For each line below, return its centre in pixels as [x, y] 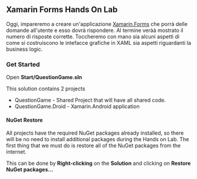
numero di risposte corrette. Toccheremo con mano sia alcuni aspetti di [93, 36]
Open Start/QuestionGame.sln [44, 77]
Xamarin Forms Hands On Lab [62, 10]
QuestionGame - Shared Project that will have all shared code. [90, 100]
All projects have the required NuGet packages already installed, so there [95, 133]
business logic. [24, 49]
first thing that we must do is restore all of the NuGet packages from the [93, 146]
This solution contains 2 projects [46, 89]
